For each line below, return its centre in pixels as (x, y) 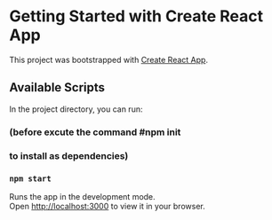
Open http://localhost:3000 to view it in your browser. (108, 206)
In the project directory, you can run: (76, 109)
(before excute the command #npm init (95, 132)
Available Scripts (57, 87)
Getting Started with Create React (136, 16)
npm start (30, 178)
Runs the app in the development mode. (82, 196)
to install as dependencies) (69, 155)
